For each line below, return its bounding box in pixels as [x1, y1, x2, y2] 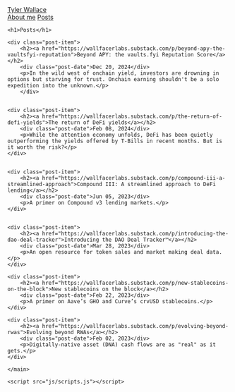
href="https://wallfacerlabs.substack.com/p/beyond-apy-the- [42, 45, 226, 52]
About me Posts [7, 13, 54, 21]
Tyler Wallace [7, 6, 47, 13]
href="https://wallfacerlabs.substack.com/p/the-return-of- [42, 113, 222, 120]
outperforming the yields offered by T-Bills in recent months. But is [7, 137, 222, 145]
